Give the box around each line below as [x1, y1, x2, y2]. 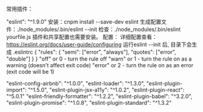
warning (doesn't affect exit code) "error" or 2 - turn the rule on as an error [6, 62, 194, 68]
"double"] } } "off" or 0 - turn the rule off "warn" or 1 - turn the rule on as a [6, 55, 192, 62]
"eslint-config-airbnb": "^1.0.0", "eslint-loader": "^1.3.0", [6, 80, 145, 87]
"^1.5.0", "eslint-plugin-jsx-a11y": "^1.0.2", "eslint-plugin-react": [28, 87, 185, 93]
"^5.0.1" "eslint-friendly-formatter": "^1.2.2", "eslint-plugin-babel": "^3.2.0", [6, 93, 193, 100]
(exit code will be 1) [6, 68, 55, 75]
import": [6, 87, 27, 93]
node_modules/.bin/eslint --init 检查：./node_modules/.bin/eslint [20, 26, 181, 33]
